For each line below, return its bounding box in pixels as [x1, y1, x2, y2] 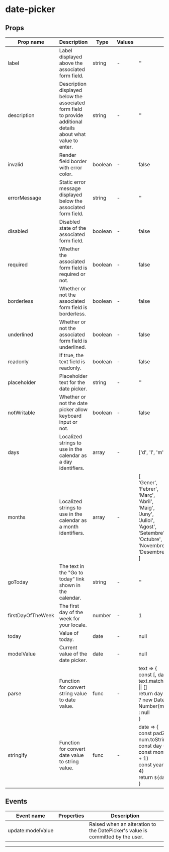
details [59, 124, 75, 132]
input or [59, 419, 78, 425]
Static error [59, 179, 86, 185]
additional [59, 118, 83, 125]
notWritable [8, 409, 35, 416]
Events [5, 797, 28, 806]
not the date [59, 400, 88, 407]
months [8, 514, 26, 520]
